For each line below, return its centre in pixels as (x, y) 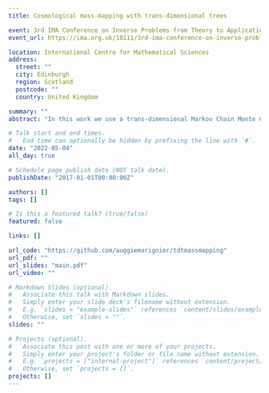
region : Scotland (44, 82)
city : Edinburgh (42, 75)
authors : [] (28, 192)
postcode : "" (37, 89)
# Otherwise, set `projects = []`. (71, 369)
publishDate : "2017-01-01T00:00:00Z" (71, 177)
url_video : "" (32, 273)
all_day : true (32, 156)
